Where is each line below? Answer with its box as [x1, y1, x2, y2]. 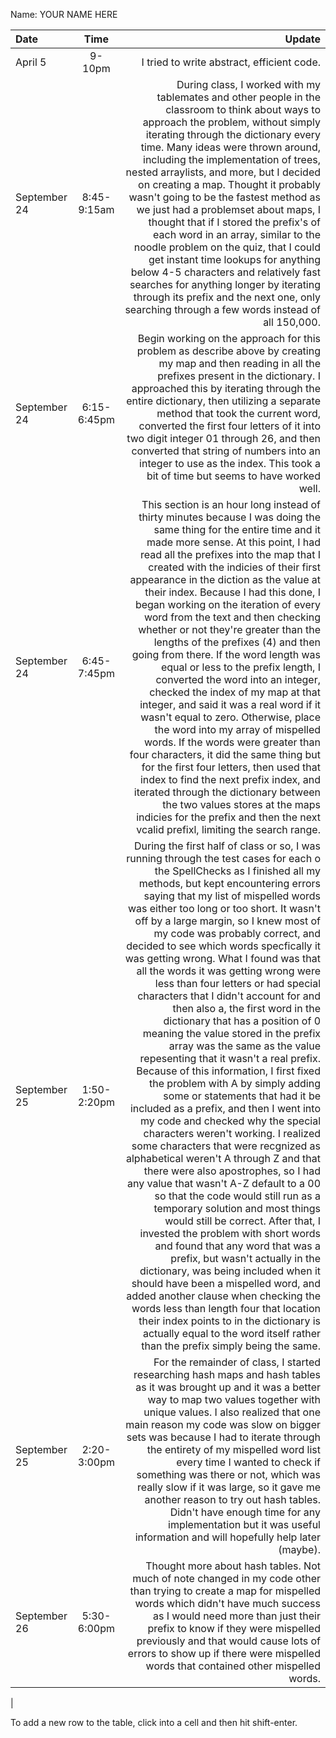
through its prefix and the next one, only [133, 290, 321, 304]
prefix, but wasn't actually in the [170, 1252, 321, 1265]
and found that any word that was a [154, 1239, 321, 1253]
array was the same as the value [168, 1039, 321, 1053]
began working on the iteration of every [134, 598, 321, 611]
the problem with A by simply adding [149, 1077, 321, 1090]
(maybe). [278, 1543, 321, 1556]
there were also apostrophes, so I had [143, 1164, 321, 1178]
